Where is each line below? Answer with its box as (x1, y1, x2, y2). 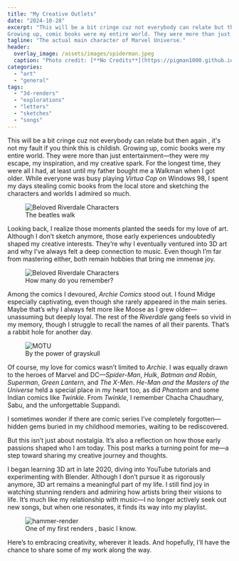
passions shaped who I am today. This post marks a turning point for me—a (7, 443, 229, 452)
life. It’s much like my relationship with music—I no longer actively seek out (7, 495, 227, 503)
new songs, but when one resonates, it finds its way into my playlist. (7, 503, 208, 511)
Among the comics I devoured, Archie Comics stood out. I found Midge (7, 289, 216, 298)
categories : (7, 63, 43, 71)
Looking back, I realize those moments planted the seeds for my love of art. (7, 224, 229, 232)
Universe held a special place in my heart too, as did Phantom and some (7, 386, 219, 394)
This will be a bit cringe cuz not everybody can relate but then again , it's (7, 136, 221, 145)
